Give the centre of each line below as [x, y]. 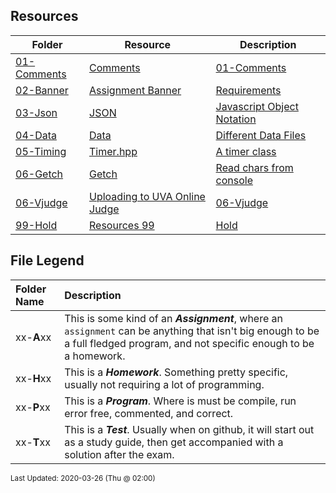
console [234, 180]
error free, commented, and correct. [149, 413]
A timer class [246, 151]
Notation [236, 119]
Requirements [248, 90]
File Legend [47, 260]
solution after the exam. [119, 454]
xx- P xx [33, 407]
